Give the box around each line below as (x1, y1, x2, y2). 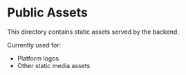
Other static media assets (17, 61, 91, 69)
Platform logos (17, 54, 59, 63)
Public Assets (7, 5, 88, 21)
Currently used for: (7, 41, 62, 49)
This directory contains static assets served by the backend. (7, 28, 180, 36)
